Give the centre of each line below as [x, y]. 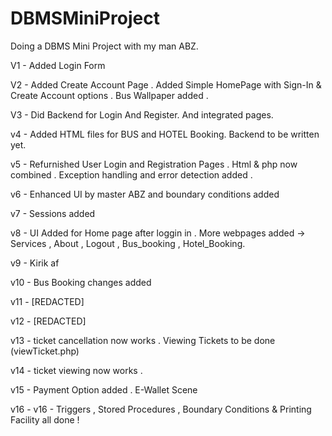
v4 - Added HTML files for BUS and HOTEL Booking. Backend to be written [165, 134]
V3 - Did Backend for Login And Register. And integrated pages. [142, 114]
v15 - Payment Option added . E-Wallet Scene [104, 389]
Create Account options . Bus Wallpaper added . [109, 95]
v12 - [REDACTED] [48, 321]
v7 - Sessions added [53, 213]
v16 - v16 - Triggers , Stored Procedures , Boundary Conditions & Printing [161, 409]
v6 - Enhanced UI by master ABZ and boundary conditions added [145, 194]
